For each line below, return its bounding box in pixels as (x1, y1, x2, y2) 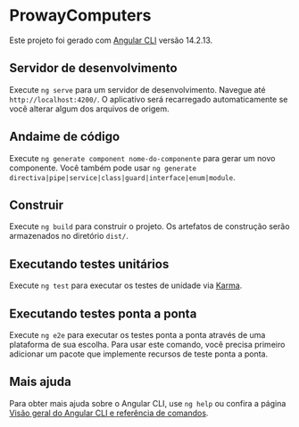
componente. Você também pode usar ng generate (9, 162, 197, 173)
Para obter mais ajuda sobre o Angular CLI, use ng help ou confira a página (9, 398, 287, 408)
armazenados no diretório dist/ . (9, 231, 129, 242)
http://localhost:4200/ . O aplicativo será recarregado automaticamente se (9, 94, 288, 104)
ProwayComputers (9, 5, 152, 26)
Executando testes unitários (9, 256, 170, 272)
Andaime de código (9, 129, 120, 144)
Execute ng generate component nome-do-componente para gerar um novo (9, 152, 276, 163)
